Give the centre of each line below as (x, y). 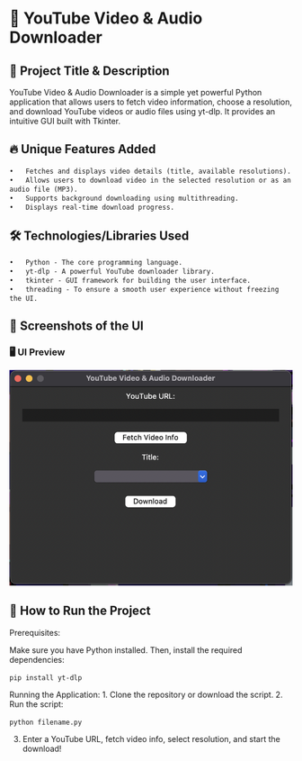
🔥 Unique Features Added (83, 149)
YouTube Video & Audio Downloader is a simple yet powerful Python (136, 92)
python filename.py (46, 722)
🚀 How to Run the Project (80, 611)
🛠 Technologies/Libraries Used (99, 236)
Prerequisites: (35, 632)
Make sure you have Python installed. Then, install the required (126, 650)
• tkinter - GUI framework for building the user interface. (130, 280)
